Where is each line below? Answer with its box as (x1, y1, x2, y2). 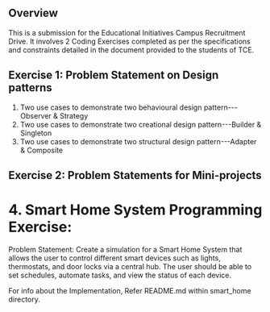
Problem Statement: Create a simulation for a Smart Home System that (8, 244, 243, 254)
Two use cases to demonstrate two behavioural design (19, 102, 202, 112)
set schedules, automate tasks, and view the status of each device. (8, 270, 232, 280)
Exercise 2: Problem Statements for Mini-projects (8, 168, 262, 182)
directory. (8, 294, 40, 304)
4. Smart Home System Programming (8, 201, 263, 219)
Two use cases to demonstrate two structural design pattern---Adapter (19, 136, 257, 146)
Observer (19, 110, 52, 120)
